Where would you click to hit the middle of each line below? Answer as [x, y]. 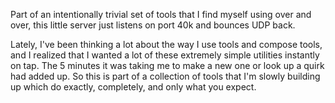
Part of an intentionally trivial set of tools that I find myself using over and [161, 14]
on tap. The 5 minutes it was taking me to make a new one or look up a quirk [167, 65]
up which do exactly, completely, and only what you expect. [133, 87]
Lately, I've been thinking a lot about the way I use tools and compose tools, [166, 44]
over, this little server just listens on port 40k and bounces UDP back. [153, 25]
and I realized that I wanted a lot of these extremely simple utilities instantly [165, 55]
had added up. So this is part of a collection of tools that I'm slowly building [165, 76]
